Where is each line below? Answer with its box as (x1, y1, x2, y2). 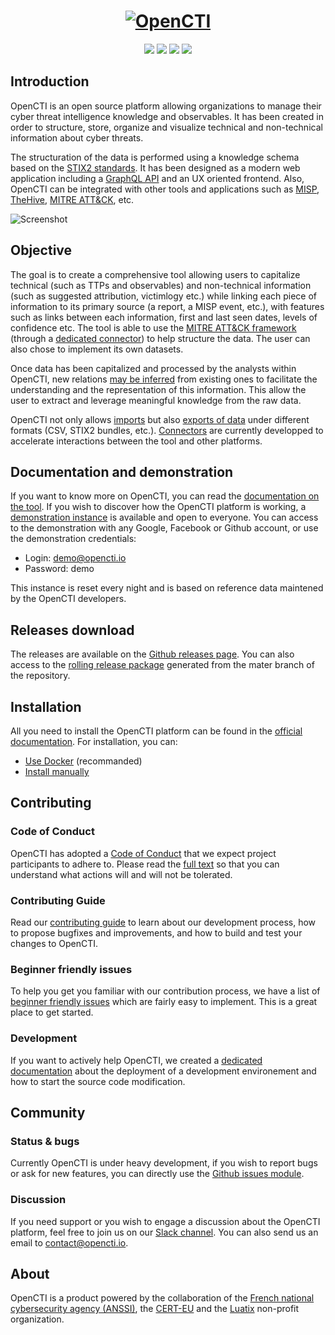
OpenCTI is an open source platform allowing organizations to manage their (10, 100, 322, 112)
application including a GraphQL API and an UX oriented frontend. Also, (10, 172, 305, 184)
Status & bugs (10, 1134, 80, 1148)
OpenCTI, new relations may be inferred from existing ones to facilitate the (10, 373, 318, 385)
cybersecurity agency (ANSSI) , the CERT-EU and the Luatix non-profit (10, 1303, 300, 1315)
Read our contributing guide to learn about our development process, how (10, 916, 317, 928)
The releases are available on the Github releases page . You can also (10, 648, 295, 660)
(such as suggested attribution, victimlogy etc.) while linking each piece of (10, 290, 318, 302)
